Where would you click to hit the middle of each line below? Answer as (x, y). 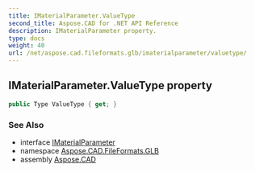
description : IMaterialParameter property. (83, 31)
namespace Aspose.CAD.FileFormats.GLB (90, 150)
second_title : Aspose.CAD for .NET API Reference (94, 23)
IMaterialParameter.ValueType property (110, 86)
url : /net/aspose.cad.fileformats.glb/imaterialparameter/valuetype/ (128, 53)
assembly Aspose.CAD (58, 159)
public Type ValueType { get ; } (63, 104)
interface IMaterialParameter (67, 142)
